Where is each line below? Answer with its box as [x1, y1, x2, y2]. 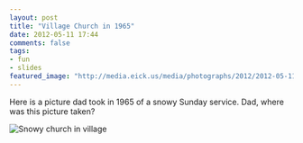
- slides [9, 64, 42, 73]
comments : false [9, 38, 70, 48]
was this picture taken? [9, 105, 96, 117]
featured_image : [9, 72, 70, 81]
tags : [9, 47, 30, 56]
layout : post [9, 13, 59, 22]
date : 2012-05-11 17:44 [9, 30, 99, 39]
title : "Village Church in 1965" [9, 22, 135, 31]
